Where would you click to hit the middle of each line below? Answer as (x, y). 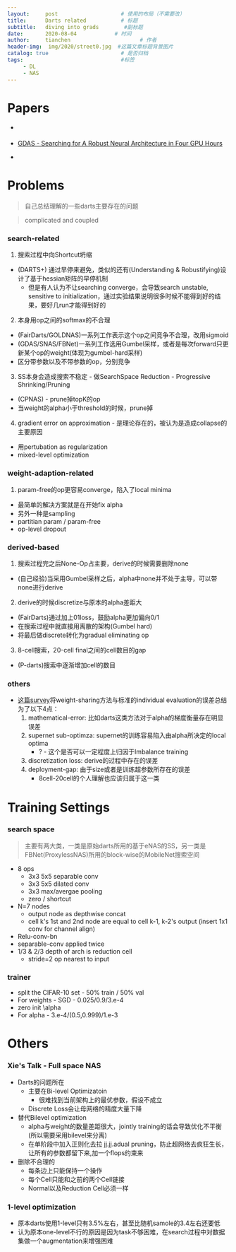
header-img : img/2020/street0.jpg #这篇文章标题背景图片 (91, 47)
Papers (29, 108)
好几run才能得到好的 (76, 305)
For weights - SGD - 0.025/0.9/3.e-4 (70, 1000)
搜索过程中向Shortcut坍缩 (55, 255)
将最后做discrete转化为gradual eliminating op (83, 635)
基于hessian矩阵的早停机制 (69, 279)
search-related (33, 239)
